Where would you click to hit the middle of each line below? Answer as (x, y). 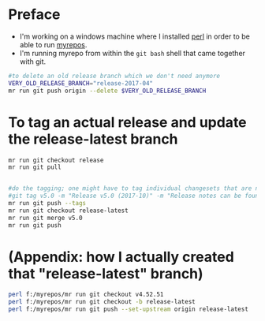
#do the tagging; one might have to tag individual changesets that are (130, 188)
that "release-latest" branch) (106, 273)
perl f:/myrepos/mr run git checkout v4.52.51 (86, 295)
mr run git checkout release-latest (68, 211)
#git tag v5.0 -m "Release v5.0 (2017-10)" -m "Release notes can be (125, 196)
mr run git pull (35, 167)
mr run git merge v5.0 (45, 218)
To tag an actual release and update (127, 122)
